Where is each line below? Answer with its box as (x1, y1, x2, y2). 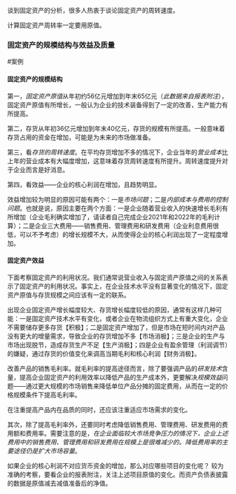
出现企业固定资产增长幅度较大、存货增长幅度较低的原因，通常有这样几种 (7, 306, 216, 314)
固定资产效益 (7, 256, 44, 265)
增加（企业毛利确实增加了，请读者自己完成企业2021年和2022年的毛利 (13, 212, 215, 221)
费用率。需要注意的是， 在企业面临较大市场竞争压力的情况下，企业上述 (25, 429, 228, 437)
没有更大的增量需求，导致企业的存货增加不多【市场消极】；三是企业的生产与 (7, 331, 225, 340)
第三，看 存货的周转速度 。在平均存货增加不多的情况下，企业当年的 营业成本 (7, 148, 222, 156)
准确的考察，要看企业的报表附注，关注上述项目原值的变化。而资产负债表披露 (7, 470, 228, 479)
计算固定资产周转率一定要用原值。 (7, 21, 106, 29)
